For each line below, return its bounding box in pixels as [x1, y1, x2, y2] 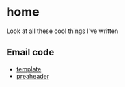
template [16, 64, 42, 73]
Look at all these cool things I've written [6, 27, 119, 35]
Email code [6, 47, 55, 58]
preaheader [16, 72, 50, 80]
